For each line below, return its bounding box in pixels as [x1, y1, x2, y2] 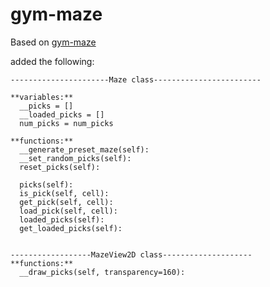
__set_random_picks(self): [19, 153, 132, 163]
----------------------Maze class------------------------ [10, 74, 262, 85]
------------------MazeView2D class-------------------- [10, 249, 253, 260]
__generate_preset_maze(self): [19, 144, 150, 155]
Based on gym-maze [10, 36, 97, 48]
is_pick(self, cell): [19, 188, 110, 198]
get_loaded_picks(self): [19, 223, 123, 233]
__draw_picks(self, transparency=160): [19, 267, 186, 277]
